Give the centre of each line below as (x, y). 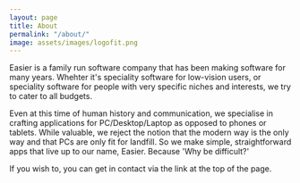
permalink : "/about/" (50, 34)
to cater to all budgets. (51, 96)
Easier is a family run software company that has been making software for (148, 68)
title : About (34, 26)
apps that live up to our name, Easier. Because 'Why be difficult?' (129, 152)
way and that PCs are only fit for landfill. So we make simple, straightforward (150, 142)
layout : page (34, 17)
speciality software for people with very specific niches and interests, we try (150, 87)
